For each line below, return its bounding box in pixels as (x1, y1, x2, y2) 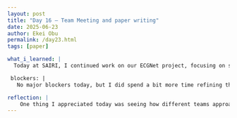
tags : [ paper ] (7, 43, 49, 50)
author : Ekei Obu (7, 29, 59, 37)
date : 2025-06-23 (7, 23, 59, 30)
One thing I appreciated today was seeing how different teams (20, 100, 210, 107)
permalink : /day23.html (7, 37, 78, 44)
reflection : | (7, 94, 49, 101)
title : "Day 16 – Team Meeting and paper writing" (7, 17, 159, 24)
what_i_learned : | (7, 55, 61, 63)
